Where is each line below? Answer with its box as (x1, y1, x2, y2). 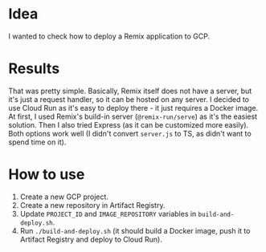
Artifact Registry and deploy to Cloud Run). (19, 234, 163, 244)
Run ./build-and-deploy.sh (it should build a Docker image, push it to (19, 226, 251, 235)
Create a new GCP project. (19, 192, 108, 201)
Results (8, 59, 60, 78)
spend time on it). (8, 137, 67, 147)
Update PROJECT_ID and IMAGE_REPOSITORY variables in (19, 209, 197, 218)
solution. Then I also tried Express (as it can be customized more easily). (8, 120, 249, 129)
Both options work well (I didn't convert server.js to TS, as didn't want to (8, 128, 252, 138)
